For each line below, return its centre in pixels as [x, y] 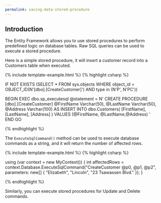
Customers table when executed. [38, 65]
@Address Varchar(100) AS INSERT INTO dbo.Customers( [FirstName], [76, 109]
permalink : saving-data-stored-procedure [47, 9]
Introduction [24, 29]
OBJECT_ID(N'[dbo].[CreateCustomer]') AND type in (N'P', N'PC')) [71, 90]
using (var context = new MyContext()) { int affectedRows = [65, 162]
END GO [13, 120]
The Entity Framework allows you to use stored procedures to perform [75, 41]
